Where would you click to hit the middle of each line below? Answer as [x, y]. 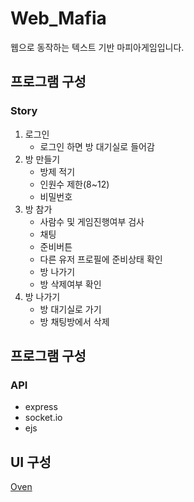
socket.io [43, 418]
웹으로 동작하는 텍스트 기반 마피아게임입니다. [97, 47]
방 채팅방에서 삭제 [74, 321]
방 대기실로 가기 [70, 309]
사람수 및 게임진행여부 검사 [92, 221]
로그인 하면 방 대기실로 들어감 [97, 146]
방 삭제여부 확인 [70, 284]
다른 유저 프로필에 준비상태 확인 [101, 259]
